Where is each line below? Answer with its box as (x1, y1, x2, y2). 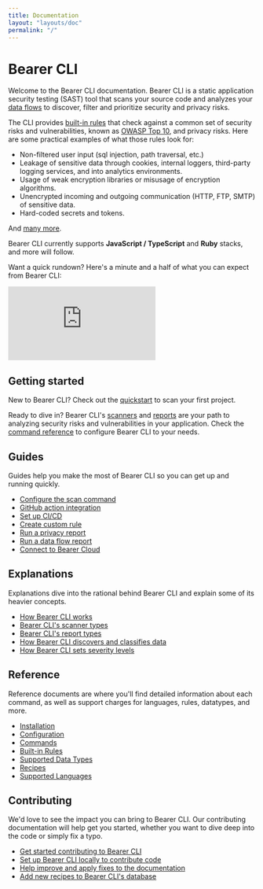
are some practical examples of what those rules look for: (8, 135, 195, 144)
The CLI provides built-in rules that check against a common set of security (8, 118, 253, 127)
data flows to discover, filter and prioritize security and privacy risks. (8, 103, 230, 113)
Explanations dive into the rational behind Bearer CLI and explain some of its (8, 588, 255, 598)
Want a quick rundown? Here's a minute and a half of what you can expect (8, 263, 250, 272)
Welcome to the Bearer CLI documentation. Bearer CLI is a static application (8, 86, 254, 95)
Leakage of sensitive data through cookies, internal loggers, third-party (19, 158, 251, 168)
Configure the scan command (19, 494, 116, 504)
